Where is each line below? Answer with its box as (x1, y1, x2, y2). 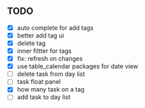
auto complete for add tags (16, 23, 94, 31)
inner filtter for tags (16, 47, 72, 55)
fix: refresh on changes (16, 55, 83, 63)
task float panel (16, 78, 62, 86)
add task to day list (16, 93, 70, 101)
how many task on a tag (16, 85, 85, 94)
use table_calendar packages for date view (16, 62, 139, 70)
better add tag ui (16, 31, 64, 40)
